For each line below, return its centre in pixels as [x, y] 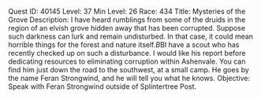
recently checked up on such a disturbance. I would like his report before [127, 53]
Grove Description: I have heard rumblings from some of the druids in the [127, 20]
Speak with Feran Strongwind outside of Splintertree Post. [103, 86]
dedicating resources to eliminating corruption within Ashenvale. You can [127, 61]
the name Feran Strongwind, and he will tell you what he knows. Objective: [129, 78]
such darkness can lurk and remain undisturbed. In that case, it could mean [131, 36]
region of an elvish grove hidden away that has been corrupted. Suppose [127, 28]
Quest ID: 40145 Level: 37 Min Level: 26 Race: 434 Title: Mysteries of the [127, 11]
